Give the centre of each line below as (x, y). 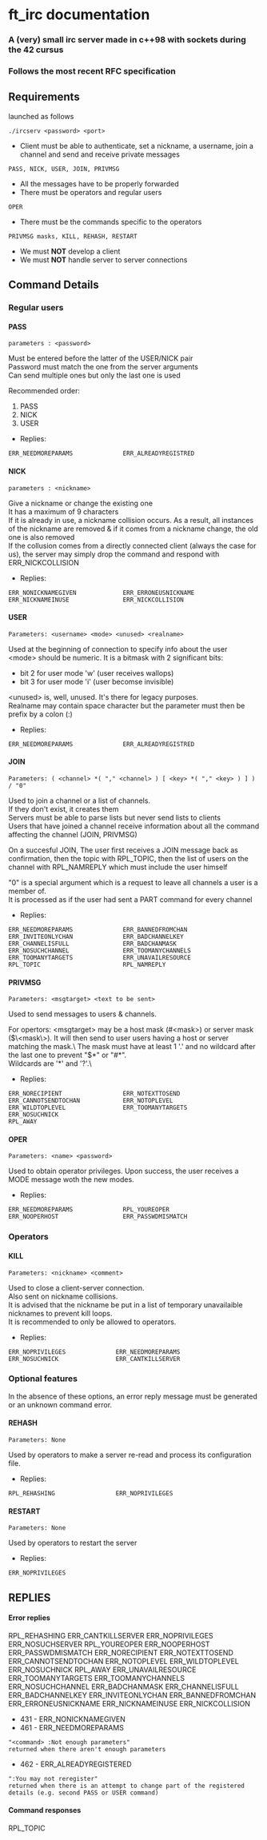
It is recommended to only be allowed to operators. (92, 1322)
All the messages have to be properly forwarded (100, 184)
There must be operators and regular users (91, 192)
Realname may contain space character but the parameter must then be (127, 705)
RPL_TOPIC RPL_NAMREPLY (87, 964)
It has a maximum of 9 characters (64, 511)
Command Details (54, 285)
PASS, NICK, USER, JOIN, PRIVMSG (64, 169)
